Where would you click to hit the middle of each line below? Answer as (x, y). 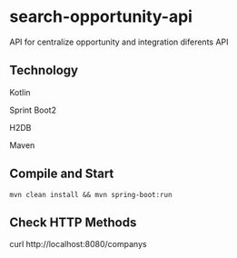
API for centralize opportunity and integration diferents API (119, 42)
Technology (44, 70)
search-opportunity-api (101, 17)
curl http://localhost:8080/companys (78, 244)
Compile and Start (62, 174)
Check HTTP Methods (73, 222)
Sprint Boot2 (33, 110)
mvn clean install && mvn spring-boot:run (91, 194)
